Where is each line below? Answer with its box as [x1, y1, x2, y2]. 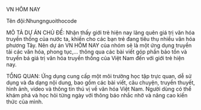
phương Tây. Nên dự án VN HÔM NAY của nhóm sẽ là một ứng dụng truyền [6, 42, 192, 49]
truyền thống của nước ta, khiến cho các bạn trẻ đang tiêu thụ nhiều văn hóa [6, 35, 196, 42]
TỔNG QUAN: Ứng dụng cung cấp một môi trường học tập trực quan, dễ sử [6, 73, 192, 79]
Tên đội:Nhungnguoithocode [6, 17, 77, 24]
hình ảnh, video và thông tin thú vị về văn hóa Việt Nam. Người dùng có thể [6, 85, 192, 93]
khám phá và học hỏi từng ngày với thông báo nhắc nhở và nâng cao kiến [6, 92, 188, 99]
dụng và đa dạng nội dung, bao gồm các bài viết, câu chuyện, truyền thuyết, [6, 79, 195, 86]
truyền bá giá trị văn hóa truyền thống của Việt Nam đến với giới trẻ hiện [6, 55, 185, 61]
